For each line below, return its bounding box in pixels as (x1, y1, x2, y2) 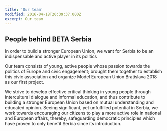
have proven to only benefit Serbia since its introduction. (5, 121, 122, 127)
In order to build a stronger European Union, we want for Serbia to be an (5, 48, 154, 54)
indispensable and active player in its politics (5, 53, 97, 60)
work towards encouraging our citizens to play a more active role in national (5, 110, 161, 116)
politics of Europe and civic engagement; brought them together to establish (5, 68, 162, 75)
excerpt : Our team (5, 16, 43, 21)
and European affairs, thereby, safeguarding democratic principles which (5, 115, 155, 121)
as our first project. (5, 79, 44, 85)
